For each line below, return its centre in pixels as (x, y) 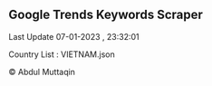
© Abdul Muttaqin (42, 72)
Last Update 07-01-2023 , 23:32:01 (74, 36)
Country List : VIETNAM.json (62, 54)
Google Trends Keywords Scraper (106, 15)
